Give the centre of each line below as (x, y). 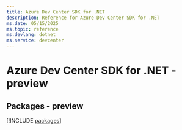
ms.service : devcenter (35, 40)
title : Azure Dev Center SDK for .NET (56, 12)
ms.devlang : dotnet (31, 35)
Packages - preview (45, 106)
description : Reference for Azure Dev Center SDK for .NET (83, 18)
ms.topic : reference (33, 29)
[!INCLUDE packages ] (34, 121)
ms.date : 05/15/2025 (33, 23)
